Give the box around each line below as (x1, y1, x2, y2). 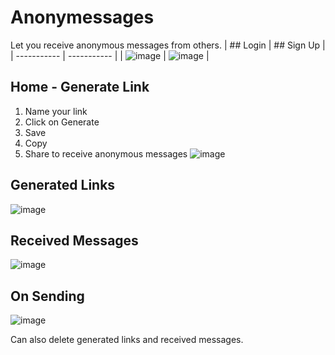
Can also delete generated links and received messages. (10, 334, 244, 346)
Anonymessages (10, 6, 155, 29)
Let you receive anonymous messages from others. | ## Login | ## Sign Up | (10, 39, 326, 51)
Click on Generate (24, 116, 100, 128)
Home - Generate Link (10, 79, 150, 96)
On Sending (10, 287, 85, 305)
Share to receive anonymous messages (24, 147, 188, 160)
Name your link (24, 105, 88, 117)
